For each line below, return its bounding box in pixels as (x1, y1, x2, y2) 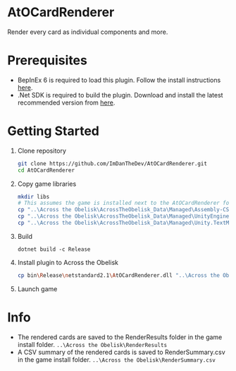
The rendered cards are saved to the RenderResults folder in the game (17, 333, 223, 341)
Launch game (17, 284, 58, 293)
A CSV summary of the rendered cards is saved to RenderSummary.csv (17, 348, 225, 356)
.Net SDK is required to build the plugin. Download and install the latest (17, 90, 223, 99)
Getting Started (7, 123, 100, 139)
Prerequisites (7, 52, 88, 69)
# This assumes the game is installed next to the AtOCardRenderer (17, 199, 220, 207)
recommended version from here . (17, 98, 116, 107)
